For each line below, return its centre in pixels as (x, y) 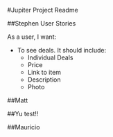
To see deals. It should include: (62, 50)
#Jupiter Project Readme (43, 10)
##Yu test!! (23, 114)
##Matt (18, 100)
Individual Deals (50, 57)
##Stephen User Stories (42, 23)
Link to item (44, 72)
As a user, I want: (32, 37)
